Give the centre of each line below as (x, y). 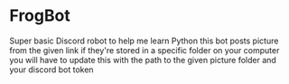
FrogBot (40, 16)
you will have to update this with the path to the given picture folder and (143, 60)
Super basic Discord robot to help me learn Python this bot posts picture (144, 41)
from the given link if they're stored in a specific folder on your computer (144, 50)
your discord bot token (51, 70)
